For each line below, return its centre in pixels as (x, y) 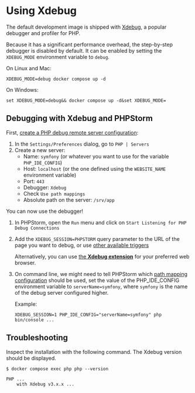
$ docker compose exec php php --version (57, 369)
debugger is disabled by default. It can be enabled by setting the (84, 50)
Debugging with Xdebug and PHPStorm (80, 118)
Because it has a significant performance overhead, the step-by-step (89, 44)
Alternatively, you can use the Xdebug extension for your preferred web (102, 256)
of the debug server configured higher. (61, 292)
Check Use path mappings (54, 194)
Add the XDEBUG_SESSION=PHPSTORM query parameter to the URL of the (97, 239)
